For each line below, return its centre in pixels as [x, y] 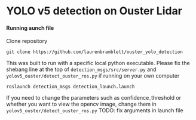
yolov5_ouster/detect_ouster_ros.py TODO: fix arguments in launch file [95, 110]
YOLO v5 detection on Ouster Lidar [94, 11]
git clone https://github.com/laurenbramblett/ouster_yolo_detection [95, 52]
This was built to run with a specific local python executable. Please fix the [98, 63]
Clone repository [27, 41]
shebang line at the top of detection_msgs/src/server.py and [81, 69]
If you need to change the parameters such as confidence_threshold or [94, 98]
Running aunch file [30, 27]
